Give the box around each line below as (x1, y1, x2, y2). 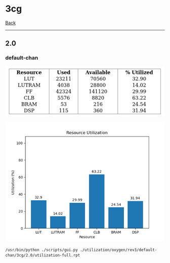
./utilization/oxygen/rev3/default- (80, 247, 157, 252)
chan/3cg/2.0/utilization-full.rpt (5, 252, 80, 258)
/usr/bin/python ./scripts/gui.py (5, 247, 78, 252)
